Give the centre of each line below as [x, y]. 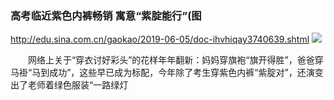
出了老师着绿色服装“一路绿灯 [69, 85]
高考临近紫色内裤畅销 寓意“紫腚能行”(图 [106, 15]
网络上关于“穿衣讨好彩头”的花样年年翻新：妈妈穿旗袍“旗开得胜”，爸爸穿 [175, 60]
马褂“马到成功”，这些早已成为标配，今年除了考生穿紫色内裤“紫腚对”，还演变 [167, 73]
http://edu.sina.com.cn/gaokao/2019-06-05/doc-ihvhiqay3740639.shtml [160, 39]
